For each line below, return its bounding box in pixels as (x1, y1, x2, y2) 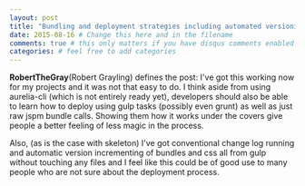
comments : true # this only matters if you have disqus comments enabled (9, 38, 295, 48)
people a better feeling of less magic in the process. (9, 120, 204, 132)
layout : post (9, 13, 59, 23)
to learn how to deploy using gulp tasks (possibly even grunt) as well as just (9, 101, 293, 112)
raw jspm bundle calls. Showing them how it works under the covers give (9, 111, 283, 122)
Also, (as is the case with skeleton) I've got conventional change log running (9, 138, 295, 149)
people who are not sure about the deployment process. (9, 167, 220, 178)
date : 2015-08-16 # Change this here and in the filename (9, 30, 233, 39)
